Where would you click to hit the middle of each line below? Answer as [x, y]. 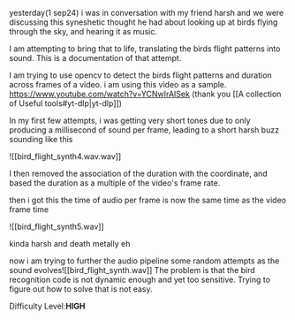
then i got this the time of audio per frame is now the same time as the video [148, 200]
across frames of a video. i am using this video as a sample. [118, 84]
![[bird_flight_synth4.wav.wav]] [65, 156]
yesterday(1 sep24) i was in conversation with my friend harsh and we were [147, 13]
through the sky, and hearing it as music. [83, 31]
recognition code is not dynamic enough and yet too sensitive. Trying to [140, 279]
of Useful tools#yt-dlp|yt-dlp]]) [65, 103]
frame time [29, 210]
